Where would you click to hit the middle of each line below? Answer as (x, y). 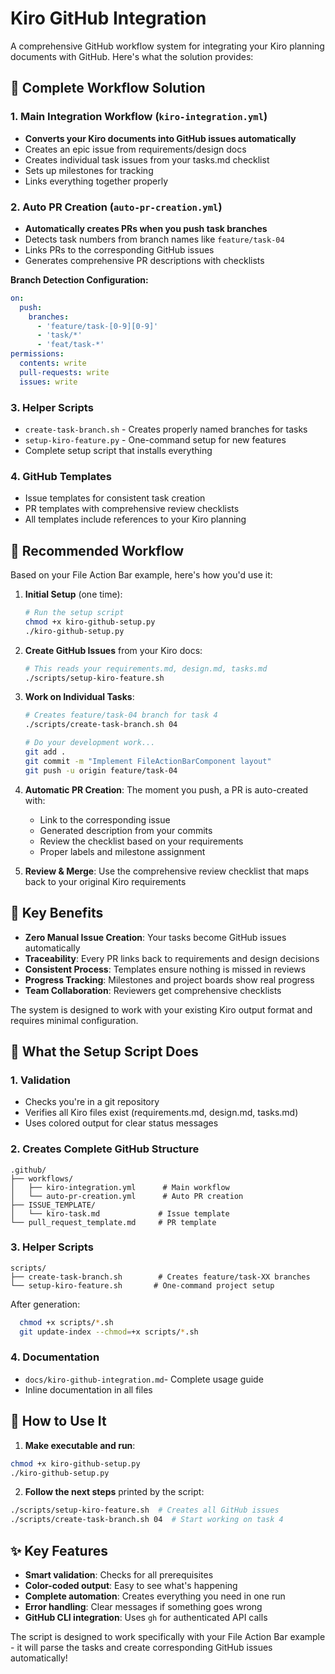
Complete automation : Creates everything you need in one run (155, 1596)
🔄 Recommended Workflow (97, 550)
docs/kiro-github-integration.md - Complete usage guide (144, 1379)
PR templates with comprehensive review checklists (132, 509)
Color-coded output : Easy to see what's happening (131, 1585)
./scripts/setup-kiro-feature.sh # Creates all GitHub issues (145, 1510)
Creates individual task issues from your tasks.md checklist (147, 159)
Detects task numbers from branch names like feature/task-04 (154, 239)
